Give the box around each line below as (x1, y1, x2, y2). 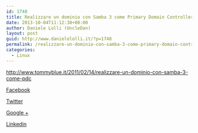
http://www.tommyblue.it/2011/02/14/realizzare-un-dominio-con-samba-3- (6, 68, 189, 75)
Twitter (6, 98, 24, 105)
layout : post (6, 31, 38, 36)
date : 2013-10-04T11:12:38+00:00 (6, 19, 88, 25)
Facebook (6, 86, 31, 93)
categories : (6, 47, 35, 53)
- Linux (11, 52, 31, 58)
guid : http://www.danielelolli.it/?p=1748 (6, 36, 112, 42)
